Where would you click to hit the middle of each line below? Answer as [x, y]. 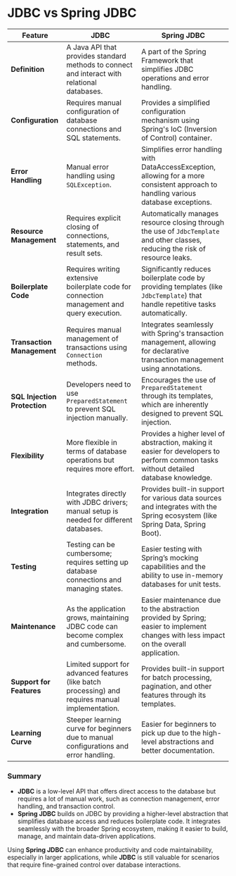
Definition [28, 69]
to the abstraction [171, 608]
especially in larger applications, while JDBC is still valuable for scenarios [113, 858]
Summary [25, 776]
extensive [82, 277]
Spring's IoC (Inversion [179, 129]
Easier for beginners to [179, 724]
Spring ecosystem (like [179, 515]
